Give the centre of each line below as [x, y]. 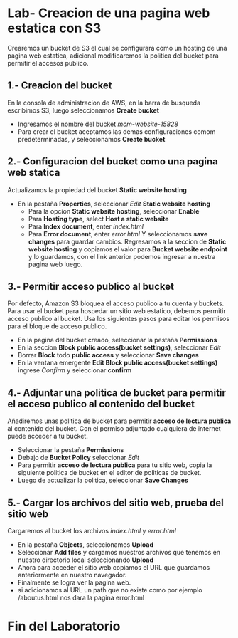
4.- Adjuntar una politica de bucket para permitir [117, 393]
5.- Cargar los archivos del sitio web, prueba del [115, 502]
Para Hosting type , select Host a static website [98, 219]
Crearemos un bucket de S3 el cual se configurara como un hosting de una [117, 48]
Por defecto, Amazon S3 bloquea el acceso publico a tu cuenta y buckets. [116, 303]
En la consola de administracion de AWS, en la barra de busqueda [104, 103]
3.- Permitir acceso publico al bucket [91, 286]
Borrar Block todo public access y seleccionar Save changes [108, 355]
